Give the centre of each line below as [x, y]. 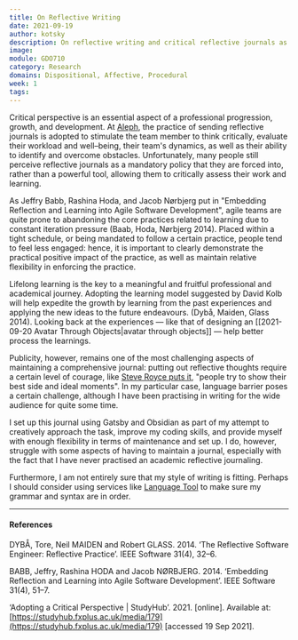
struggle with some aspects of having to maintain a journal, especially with [145, 451]
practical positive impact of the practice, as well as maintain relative [133, 257]
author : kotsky [37, 34]
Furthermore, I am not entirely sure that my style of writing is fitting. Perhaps [149, 477]
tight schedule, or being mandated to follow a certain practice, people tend [146, 238]
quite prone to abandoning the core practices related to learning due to [139, 220]
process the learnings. [50, 340]
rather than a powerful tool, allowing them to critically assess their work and [148, 173]
